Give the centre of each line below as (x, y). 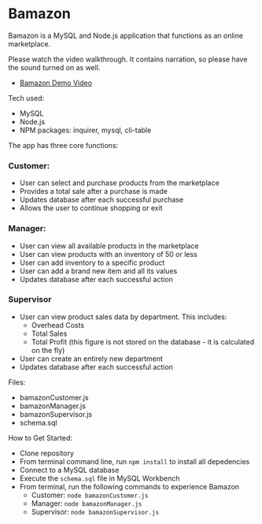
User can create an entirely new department (91, 359)
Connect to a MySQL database (69, 470)
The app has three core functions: (63, 145)
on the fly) (48, 350)
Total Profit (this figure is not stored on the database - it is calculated (142, 342)
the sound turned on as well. (54, 67)
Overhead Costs (58, 325)
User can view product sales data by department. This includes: (123, 317)
